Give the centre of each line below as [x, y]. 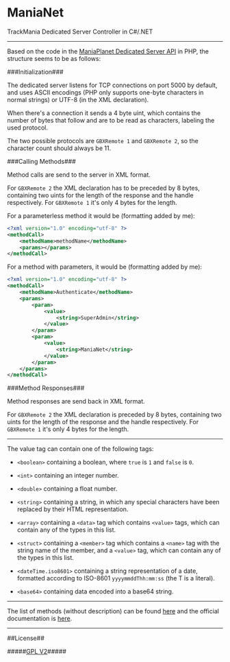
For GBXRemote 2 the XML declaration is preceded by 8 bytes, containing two [115, 415]
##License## [26, 638]
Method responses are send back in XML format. [76, 402]
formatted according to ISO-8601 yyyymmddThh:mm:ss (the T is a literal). [116, 578]
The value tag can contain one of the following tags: [80, 449]
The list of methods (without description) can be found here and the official [113, 611]
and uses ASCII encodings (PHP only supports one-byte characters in [105, 92]
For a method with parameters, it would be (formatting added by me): [105, 267]
